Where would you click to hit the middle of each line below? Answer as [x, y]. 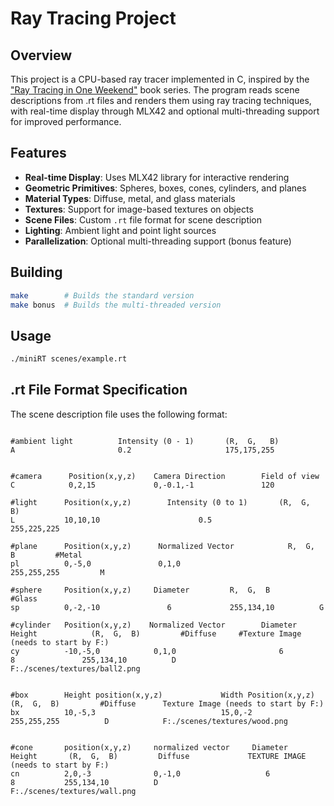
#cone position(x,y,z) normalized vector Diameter [149, 747]
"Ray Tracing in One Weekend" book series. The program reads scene [155, 90]
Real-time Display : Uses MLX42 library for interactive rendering [157, 177]
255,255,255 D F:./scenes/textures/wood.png [149, 721]
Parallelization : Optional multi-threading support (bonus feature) [158, 241]
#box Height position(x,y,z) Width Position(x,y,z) [162, 695]
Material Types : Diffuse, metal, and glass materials [130, 198]
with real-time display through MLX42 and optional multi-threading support [165, 111]
